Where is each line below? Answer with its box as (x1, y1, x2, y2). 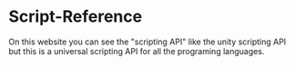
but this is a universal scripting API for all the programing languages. (8, 45, 265, 56)
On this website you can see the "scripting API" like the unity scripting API (8, 36, 287, 47)
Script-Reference (8, 6, 143, 27)
